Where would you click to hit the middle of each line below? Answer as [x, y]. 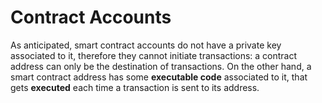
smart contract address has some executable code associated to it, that [159, 77]
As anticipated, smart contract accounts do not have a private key [146, 45]
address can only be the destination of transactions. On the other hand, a [161, 66]
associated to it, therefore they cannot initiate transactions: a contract [154, 55]
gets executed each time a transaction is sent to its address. [135, 87]
